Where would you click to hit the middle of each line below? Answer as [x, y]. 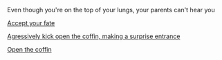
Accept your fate [31, 23]
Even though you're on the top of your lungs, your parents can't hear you [111, 10]
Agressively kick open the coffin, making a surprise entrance [94, 36]
